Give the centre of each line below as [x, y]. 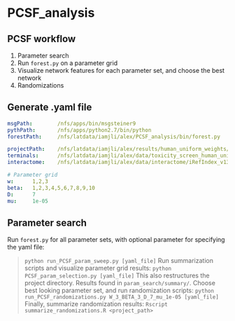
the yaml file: [26, 247]
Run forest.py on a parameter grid [67, 63]
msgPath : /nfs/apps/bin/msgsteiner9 [72, 123]
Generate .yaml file [50, 108]
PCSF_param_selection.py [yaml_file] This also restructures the [117, 275]
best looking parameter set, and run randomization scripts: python [119, 291]
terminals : [23, 156]
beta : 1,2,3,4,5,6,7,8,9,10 [51, 188]
